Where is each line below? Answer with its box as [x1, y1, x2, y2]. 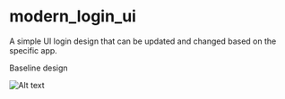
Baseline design [9, 62, 69, 73]
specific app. [9, 45, 58, 55]
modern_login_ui [9, 6, 137, 27]
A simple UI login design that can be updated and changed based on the [9, 36, 277, 46]
